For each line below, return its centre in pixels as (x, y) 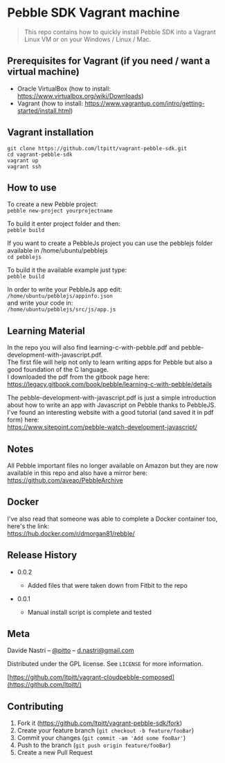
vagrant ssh (24, 167)
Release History (42, 555)
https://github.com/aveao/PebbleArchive (65, 480)
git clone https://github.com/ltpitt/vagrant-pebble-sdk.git (97, 148)
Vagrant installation (51, 133)
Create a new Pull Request (55, 753)
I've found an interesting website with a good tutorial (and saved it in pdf (110, 413)
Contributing (35, 707)
